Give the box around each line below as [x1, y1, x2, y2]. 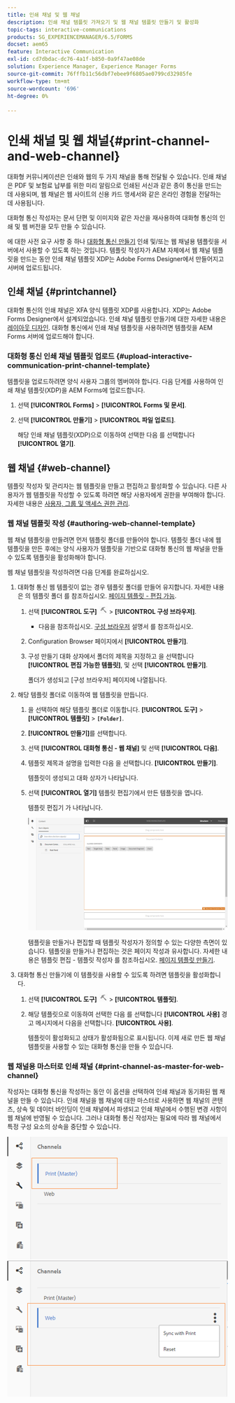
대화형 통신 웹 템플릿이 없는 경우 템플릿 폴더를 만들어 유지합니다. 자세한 [17, 583, 212, 592]
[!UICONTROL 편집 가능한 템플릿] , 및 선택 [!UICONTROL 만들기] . [27, 661, 208, 669]
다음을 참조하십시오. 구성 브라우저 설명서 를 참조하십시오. [38, 622, 194, 631]
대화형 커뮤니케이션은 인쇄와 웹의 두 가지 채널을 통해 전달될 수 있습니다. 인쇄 [7, 172, 215, 181]
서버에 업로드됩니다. [7, 263, 62, 272]
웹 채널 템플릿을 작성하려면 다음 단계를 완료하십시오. [7, 568, 149, 577]
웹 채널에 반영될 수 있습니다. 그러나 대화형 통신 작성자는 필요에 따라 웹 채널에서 [7, 1114, 222, 1122]
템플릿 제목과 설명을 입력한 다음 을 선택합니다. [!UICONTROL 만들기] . [27, 759, 218, 767]
